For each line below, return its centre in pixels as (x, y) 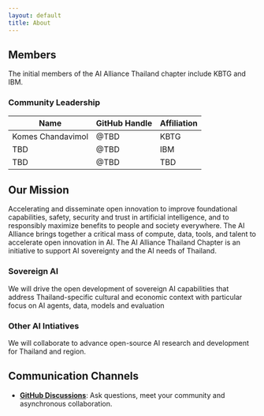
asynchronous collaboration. (66, 403)
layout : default (35, 15)
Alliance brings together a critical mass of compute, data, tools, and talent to (132, 234)
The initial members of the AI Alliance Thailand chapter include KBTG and (127, 74)
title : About (30, 23)
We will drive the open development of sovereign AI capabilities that (119, 288)
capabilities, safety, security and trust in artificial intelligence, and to (119, 217)
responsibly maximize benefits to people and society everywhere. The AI (126, 226)
